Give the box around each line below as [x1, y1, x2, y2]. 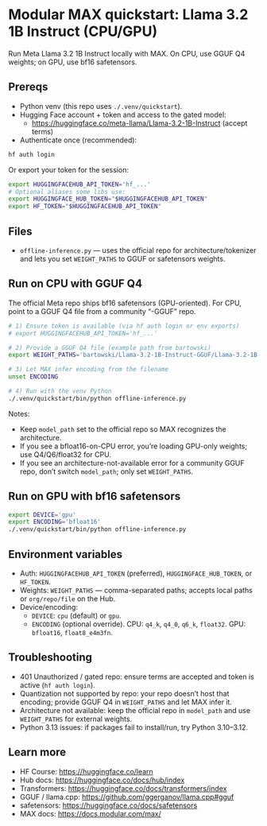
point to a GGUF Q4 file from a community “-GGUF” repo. [8, 306, 196, 316]
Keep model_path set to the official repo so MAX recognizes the [19, 424, 226, 434]
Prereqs [8, 80, 48, 94]
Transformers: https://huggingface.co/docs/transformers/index [19, 783, 227, 793]
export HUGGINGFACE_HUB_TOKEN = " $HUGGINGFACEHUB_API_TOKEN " [8, 195, 208, 204]
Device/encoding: [19, 603, 78, 611]
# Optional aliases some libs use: [8, 188, 126, 196]
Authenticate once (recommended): [19, 135, 137, 145]
